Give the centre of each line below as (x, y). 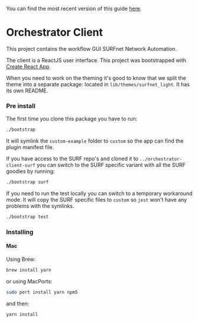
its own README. (27, 91)
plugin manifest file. (30, 147)
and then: (18, 303)
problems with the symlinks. (40, 206)
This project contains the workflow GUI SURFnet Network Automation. (92, 49)
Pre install (21, 106)
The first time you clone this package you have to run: (72, 119)
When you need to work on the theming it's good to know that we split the (96, 78)
